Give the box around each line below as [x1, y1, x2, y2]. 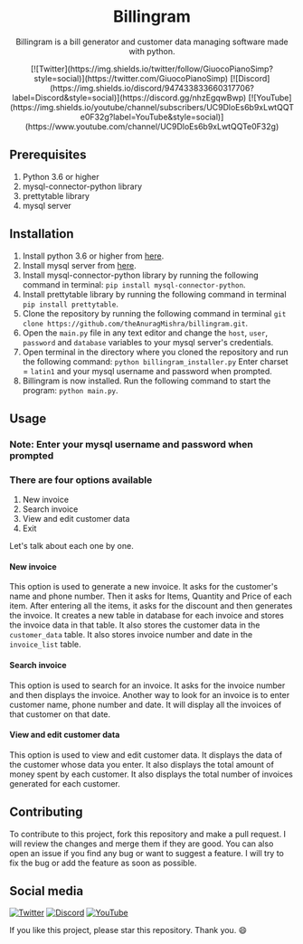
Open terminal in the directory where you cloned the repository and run [22, 346, 289, 357]
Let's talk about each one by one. [9, 541, 134, 552]
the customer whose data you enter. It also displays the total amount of [9, 759, 274, 769]
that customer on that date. [9, 708, 111, 720]
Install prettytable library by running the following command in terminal [22, 288, 287, 299]
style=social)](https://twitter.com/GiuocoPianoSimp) [33, 72, 229, 83]
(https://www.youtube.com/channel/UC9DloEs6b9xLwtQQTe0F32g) [24, 120, 279, 132]
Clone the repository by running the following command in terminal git [22, 307, 287, 318]
